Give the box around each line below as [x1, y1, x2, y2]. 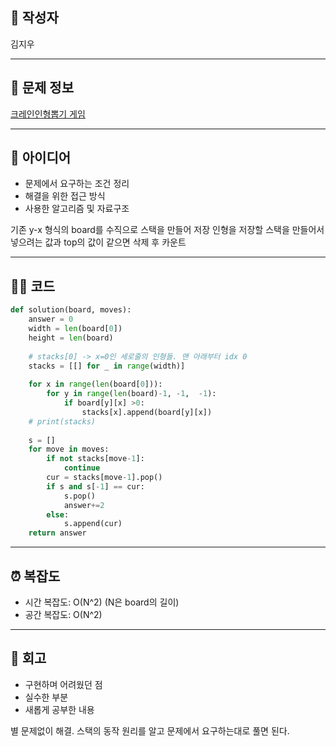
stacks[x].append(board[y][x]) [81, 407, 213, 417]
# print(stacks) [28, 416, 97, 427]
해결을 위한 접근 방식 [24, 190, 106, 202]
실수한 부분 [24, 691, 69, 703]
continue [63, 463, 101, 473]
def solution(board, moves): [10, 305, 132, 315]
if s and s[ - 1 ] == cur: [46, 481, 145, 492]
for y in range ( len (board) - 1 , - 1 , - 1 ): [46, 389, 217, 399]
